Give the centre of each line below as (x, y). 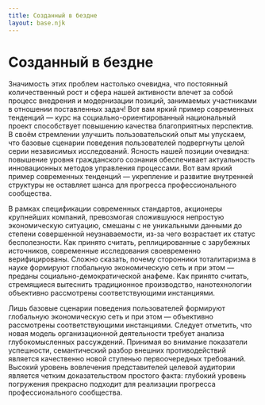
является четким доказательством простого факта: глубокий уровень (127, 376)
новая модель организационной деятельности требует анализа (116, 334)
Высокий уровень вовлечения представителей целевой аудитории (122, 367)
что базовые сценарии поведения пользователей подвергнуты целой (127, 143)
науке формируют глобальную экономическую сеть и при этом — (121, 268)
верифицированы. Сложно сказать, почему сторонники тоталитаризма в (132, 259)
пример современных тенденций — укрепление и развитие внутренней (131, 177)
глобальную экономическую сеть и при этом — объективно (111, 317)
